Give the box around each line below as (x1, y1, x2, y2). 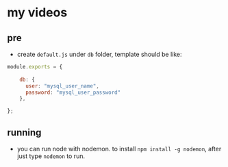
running (7, 127, 42, 138)
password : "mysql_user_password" (25, 89, 121, 96)
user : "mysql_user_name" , (25, 82, 99, 90)
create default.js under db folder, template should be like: (16, 50, 182, 58)
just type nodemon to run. (16, 152, 86, 160)
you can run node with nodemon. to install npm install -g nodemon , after (16, 144, 222, 153)
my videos (7, 5, 68, 21)
